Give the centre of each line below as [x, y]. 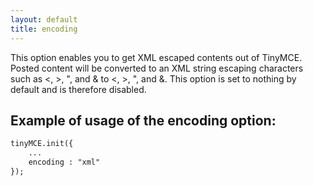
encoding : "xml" [64, 162]
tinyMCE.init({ [42, 144]
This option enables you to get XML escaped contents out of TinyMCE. [156, 57]
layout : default [44, 19]
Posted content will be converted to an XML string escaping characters [157, 68]
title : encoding [44, 29]
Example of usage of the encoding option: [143, 120]
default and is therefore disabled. [78, 89]
